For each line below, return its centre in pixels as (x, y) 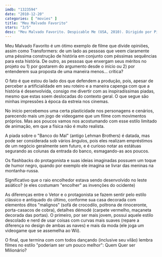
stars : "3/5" (18, 28)
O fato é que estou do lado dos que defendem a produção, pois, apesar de (79, 81)
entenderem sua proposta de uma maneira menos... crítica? (64, 71)
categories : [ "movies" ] (31, 18)
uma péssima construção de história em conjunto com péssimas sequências (81, 56)
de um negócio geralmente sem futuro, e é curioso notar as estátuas (73, 146)
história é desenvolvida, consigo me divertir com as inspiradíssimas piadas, (80, 91)
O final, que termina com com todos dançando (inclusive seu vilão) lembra (79, 240)
